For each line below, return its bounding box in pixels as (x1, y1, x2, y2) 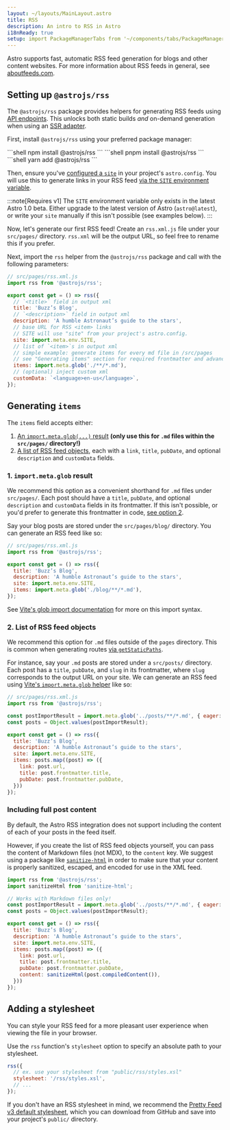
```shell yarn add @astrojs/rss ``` (7, 155, 98, 163)
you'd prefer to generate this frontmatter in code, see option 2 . (7, 508, 184, 516)
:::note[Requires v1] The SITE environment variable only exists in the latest (7, 196, 216, 205)
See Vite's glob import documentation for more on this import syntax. (7, 605, 203, 613)
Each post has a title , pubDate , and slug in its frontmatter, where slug (7, 666, 205, 674)
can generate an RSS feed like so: (7, 529, 103, 537)
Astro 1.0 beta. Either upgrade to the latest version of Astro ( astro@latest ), (7, 204, 218, 212)
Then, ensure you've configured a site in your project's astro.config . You (7, 169, 217, 177)
